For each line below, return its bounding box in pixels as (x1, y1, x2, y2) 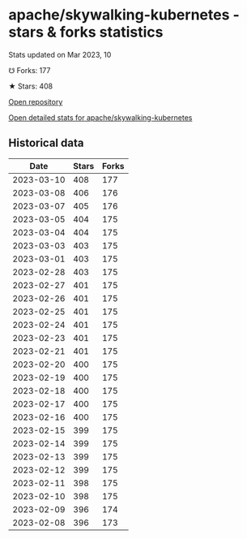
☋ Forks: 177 (8, 65, 51, 75)
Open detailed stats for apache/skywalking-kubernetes (8, 112, 193, 123)
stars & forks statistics (8, 23, 164, 41)
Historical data (8, 136, 84, 150)
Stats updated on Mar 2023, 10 (8, 50, 112, 59)
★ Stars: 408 (8, 81, 53, 91)
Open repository (8, 97, 63, 106)
